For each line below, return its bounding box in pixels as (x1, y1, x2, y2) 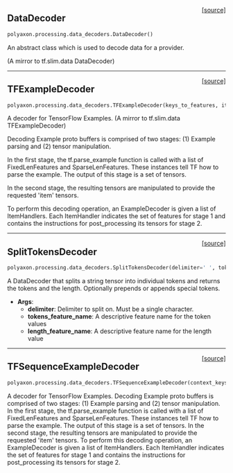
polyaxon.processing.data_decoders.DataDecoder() (7, 30, 154, 37)
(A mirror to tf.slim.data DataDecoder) (7, 57, 115, 65)
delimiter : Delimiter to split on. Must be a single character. (27, 305, 194, 314)
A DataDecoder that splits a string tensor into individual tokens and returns (7, 277, 221, 285)
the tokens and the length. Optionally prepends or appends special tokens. (7, 284, 221, 293)
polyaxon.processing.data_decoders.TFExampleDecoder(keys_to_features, (7, 102, 218, 109)
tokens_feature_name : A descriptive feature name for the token (27, 312, 212, 321)
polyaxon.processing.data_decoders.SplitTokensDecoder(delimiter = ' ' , (7, 265, 216, 271)
